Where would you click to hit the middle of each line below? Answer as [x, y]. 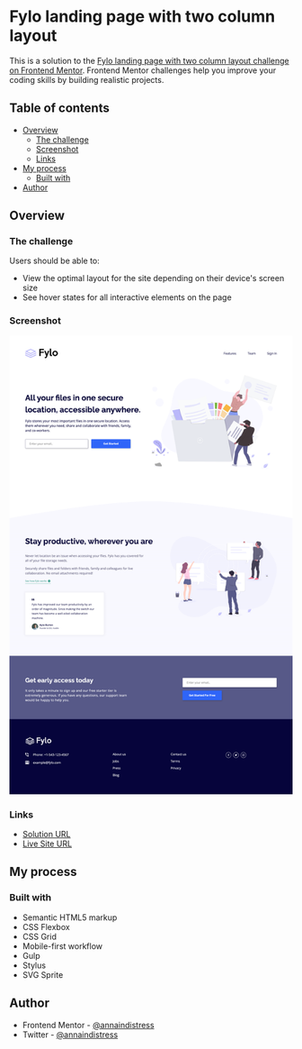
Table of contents [59, 109]
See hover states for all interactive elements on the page [127, 297]
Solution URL [46, 835]
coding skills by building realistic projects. [87, 79]
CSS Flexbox [46, 926]
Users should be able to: [55, 261]
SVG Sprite [43, 974]
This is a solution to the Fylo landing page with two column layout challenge [149, 60]
